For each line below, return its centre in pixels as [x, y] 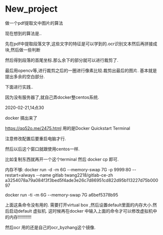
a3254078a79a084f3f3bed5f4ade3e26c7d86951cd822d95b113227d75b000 [82, 180]
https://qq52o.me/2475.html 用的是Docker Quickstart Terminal [68, 128]
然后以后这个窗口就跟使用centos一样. [42, 149]
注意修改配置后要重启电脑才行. [36, 138]
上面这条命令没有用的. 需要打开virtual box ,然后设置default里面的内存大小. [79, 205]
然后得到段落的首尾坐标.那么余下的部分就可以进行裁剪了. [62, 60]
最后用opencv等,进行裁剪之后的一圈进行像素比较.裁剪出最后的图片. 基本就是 [81, 70]
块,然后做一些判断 [23, 50]
